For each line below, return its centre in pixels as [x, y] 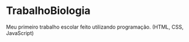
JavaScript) [20, 33]
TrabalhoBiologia [48, 11]
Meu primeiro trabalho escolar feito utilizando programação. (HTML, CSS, [95, 27]
